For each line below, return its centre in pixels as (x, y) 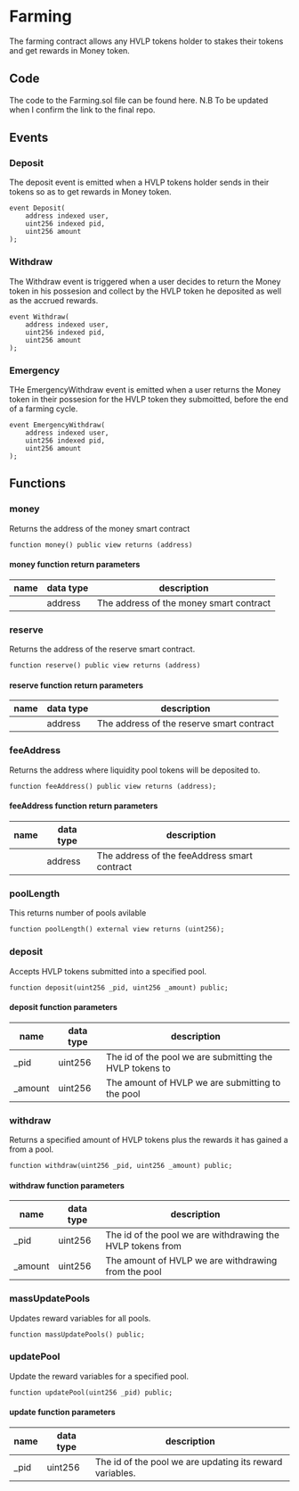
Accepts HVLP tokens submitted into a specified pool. (108, 971)
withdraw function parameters (67, 1185)
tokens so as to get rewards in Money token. (90, 192)
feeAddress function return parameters (84, 806)
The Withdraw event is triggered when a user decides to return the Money (145, 281)
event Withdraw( (39, 317)
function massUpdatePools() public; (77, 1334)
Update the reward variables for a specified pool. (99, 1376)
